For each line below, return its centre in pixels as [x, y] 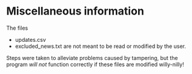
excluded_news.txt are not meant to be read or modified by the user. [101, 46]
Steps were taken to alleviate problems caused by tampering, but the [92, 58]
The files [17, 28]
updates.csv [31, 39]
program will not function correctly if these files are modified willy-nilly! [95, 64]
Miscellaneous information [75, 11]
